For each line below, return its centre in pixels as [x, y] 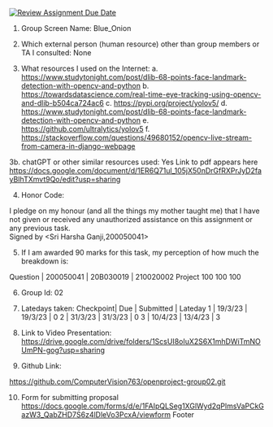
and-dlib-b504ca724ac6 [62, 103]
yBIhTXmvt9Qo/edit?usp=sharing [65, 179]
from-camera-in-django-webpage [78, 146]
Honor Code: [42, 195]
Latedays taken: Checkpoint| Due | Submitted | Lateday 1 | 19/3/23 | [134, 308]
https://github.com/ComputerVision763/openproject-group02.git [117, 381]
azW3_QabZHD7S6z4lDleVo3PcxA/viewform [96, 414]
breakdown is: [45, 261]
